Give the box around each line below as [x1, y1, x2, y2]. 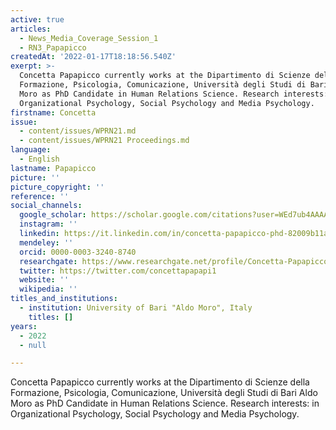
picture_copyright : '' [10, 182, 105, 192]
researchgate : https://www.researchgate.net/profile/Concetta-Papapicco [19, 256, 329, 266]
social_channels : [10, 201, 83, 211]
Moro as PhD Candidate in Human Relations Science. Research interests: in [10, 397, 320, 410]
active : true [10, 14, 65, 25]
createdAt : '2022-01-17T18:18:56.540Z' [10, 52, 177, 62]
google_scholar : [19, 210, 87, 220]
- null [19, 340, 47, 350]
